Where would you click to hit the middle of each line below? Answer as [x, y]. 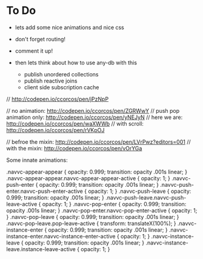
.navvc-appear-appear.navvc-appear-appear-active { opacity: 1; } [88, 178]
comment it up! [34, 51]
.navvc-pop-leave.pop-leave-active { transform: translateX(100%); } [92, 223]
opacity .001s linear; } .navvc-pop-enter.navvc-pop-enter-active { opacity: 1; [102, 210]
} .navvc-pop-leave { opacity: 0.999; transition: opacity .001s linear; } [93, 217]
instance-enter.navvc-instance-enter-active [61, 236]
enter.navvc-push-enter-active [45, 191]
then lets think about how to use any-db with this [76, 62]
